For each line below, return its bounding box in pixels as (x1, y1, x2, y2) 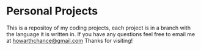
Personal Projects (6, 4, 98, 18)
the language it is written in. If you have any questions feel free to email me (6, 30, 196, 37)
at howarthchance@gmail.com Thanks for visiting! (6, 37, 133, 44)
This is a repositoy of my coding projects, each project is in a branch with (6, 24, 191, 31)
